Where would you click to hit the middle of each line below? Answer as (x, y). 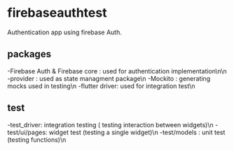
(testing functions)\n (37, 139)
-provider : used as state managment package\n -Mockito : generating (109, 78)
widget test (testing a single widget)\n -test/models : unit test (137, 132)
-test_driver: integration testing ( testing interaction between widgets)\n (110, 124)
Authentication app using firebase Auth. (65, 32)
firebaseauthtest (57, 13)
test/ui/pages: (27, 132)
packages (29, 54)
